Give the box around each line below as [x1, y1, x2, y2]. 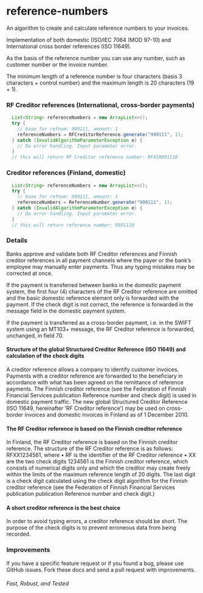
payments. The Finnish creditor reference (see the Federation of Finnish [6, 385, 187, 393]
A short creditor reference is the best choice [6, 504, 120, 512]
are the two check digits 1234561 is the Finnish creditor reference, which [6, 458, 188, 465]
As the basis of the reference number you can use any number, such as [6, 54, 185, 61]
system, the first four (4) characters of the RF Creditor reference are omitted [6, 288, 198, 295]
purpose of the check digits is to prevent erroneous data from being [6, 524, 176, 532]
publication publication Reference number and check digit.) [6, 490, 155, 498]
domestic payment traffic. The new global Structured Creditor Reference [6, 398, 188, 406]
